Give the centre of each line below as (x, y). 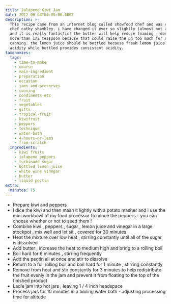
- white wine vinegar (37, 171)
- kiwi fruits (29, 153)
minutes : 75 (23, 190)
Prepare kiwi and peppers (40, 205)
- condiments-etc (33, 95)
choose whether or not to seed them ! (52, 221)
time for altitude (29, 297)
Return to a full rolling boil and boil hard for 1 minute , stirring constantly (88, 264)
